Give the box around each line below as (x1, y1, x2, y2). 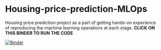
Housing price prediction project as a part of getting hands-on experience (5, 20, 156, 25)
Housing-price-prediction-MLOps (5, 3, 148, 15)
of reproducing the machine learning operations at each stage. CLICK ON (5, 25, 155, 30)
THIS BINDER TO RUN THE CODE (5, 30, 73, 36)
